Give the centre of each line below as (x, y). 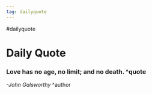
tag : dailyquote (26, 12)
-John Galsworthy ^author (38, 85)
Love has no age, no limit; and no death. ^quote (76, 71)
